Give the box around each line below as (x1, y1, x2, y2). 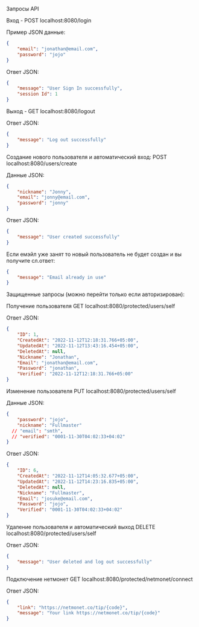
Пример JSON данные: (6, 28, 66, 36)
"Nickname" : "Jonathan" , (17, 354, 80, 360)
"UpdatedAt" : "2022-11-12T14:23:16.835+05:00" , (17, 478, 139, 485)
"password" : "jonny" (17, 200, 69, 206)
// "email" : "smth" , (11, 428, 63, 434)
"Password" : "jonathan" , (17, 366, 80, 372)
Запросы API (6, 5, 39, 12)
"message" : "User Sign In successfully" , (17, 85, 122, 91)
